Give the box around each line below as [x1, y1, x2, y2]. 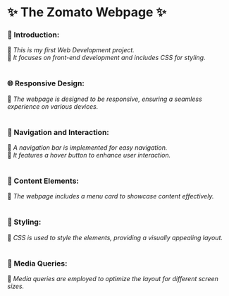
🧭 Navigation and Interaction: [7, 127, 109, 137]
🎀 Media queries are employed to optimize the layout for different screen [7, 274, 218, 283]
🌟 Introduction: [7, 30, 60, 40]
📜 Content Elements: [7, 176, 80, 186]
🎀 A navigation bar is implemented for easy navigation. [7, 143, 168, 152]
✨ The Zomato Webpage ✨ [7, 4, 167, 20]
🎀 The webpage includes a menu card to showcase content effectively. [7, 192, 214, 201]
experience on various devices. [7, 102, 99, 110]
